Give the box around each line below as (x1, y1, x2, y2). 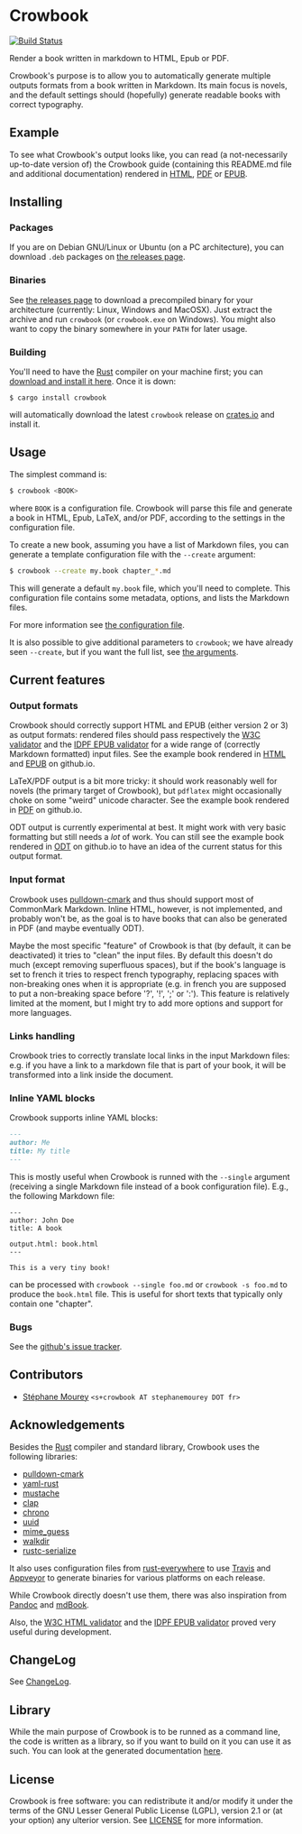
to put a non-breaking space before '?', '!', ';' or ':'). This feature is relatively (9, 988, 290, 999)
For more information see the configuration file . (9, 619, 185, 630)
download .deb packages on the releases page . (9, 252, 187, 263)
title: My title (9, 1147, 70, 1156)
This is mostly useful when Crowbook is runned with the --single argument (9, 1171, 290, 1182)
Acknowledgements (9, 1417, 125, 1433)
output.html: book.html (9, 1240, 99, 1249)
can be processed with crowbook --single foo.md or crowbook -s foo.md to (9, 1278, 288, 1290)
